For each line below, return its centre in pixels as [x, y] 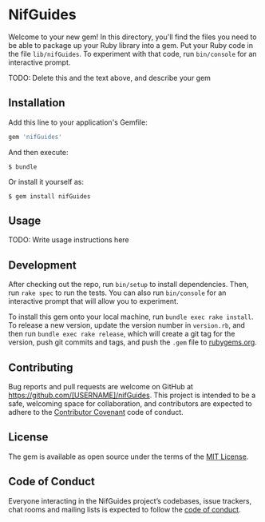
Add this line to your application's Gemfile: [78, 122]
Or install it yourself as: [46, 181]
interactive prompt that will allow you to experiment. [93, 301]
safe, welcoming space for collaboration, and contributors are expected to [131, 404]
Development [43, 265]
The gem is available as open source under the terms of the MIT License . [129, 456]
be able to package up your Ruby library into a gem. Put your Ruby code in [131, 45]
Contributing [41, 367]
